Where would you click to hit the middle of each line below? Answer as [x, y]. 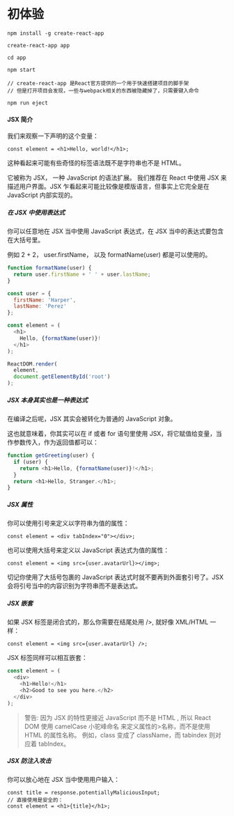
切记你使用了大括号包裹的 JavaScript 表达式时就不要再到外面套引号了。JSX [116, 577]
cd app [17, 57]
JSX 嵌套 [20, 603]
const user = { [29, 293]
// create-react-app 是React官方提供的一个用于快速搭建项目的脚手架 [98, 83]
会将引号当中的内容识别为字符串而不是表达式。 [74, 586]
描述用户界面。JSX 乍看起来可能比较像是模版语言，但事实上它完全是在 [109, 187]
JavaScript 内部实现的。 [42, 195]
